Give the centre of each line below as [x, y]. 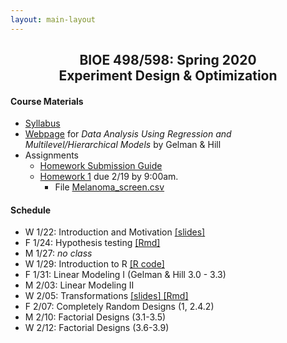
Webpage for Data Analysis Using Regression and [128, 134]
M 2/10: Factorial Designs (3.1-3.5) [95, 317]
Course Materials [47, 101]
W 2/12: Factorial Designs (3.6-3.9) [97, 328]
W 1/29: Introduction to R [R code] [94, 264]
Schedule [31, 210]
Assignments [52, 155]
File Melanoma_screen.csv [109, 187]
